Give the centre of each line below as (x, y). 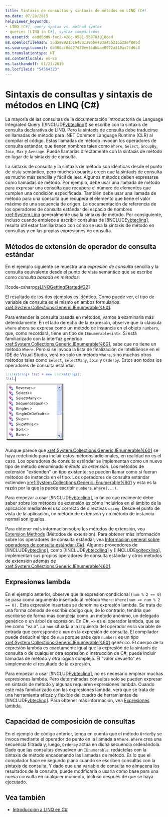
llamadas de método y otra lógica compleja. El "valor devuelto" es (73, 658)
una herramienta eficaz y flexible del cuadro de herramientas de (71, 695)
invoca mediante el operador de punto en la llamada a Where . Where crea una (83, 739)
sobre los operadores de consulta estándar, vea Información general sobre (82, 539)
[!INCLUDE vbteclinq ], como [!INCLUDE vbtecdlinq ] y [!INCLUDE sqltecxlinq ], (83, 550)
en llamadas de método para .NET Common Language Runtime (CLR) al (79, 135)
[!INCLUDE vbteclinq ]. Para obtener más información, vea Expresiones (77, 700)
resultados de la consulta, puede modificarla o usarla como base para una (82, 771)
